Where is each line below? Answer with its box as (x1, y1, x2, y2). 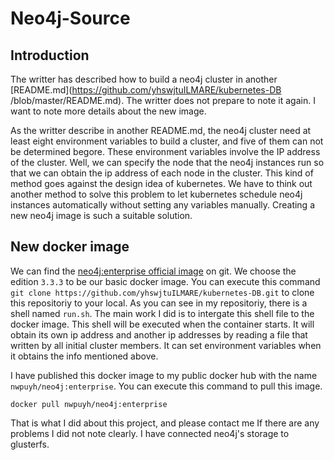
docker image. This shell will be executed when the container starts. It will (10, 318, 315, 330)
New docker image (10, 238, 130, 256)
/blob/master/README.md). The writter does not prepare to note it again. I (10, 95, 316, 106)
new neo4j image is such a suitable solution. (10, 210, 193, 221)
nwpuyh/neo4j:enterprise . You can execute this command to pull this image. (10, 380, 323, 392)
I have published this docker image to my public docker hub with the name (10, 369, 318, 381)
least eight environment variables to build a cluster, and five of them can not (10, 135, 324, 147)
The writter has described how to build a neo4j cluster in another (10, 73, 278, 85)
